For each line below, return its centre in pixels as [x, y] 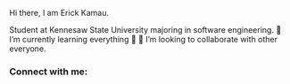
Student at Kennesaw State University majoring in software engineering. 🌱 [145, 30]
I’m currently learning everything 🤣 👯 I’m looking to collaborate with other [144, 39]
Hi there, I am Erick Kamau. [59, 13]
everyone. [28, 49]
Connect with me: [49, 72]
